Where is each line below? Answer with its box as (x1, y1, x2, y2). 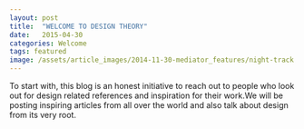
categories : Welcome (9, 38, 88, 48)
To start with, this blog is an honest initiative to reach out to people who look (9, 81, 295, 91)
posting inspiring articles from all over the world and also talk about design (9, 100, 289, 110)
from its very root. (9, 110, 77, 120)
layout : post (9, 13, 59, 23)
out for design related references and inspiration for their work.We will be (9, 90, 284, 101)
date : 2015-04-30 (9, 30, 83, 39)
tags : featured (9, 47, 67, 56)
